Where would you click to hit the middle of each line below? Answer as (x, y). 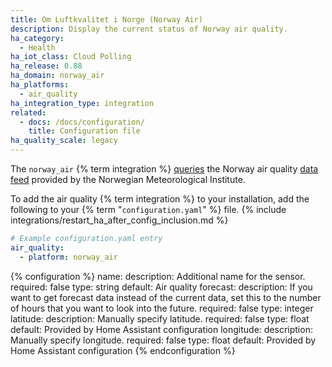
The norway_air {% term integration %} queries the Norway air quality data (164, 169)
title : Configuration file (84, 131)
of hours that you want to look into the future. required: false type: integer (162, 308)
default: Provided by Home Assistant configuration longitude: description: (161, 329)
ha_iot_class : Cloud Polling (71, 57)
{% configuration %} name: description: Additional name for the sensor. (158, 276)
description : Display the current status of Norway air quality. (149, 29)
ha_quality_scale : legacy (64, 141)
